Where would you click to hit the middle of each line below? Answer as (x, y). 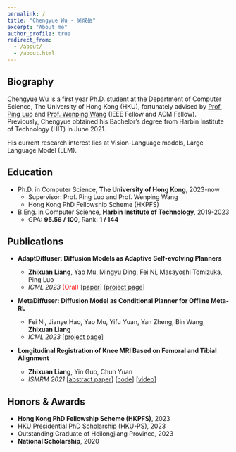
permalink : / (26, 14)
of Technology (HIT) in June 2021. (57, 129)
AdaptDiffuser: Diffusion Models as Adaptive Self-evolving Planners (119, 258)
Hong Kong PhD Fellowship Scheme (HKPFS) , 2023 (94, 419)
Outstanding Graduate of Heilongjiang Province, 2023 (95, 434)
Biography (31, 82)
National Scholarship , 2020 (58, 441)
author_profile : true (39, 34)
